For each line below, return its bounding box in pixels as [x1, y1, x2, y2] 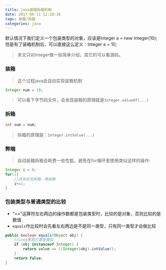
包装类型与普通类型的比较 [5, 198, 66, 205]
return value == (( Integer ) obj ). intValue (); [23, 247, 116, 252]
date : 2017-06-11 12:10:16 [5, 12, 61, 17]
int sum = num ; [5, 122, 37, 127]
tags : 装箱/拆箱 [5, 16, 36, 21]
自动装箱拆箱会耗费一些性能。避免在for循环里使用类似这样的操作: [17, 157, 151, 163]
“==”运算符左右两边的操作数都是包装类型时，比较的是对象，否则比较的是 [12, 211, 161, 217]
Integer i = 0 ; [5, 167, 37, 172]
